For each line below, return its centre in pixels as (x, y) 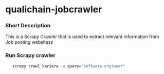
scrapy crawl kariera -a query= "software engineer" (69, 66)
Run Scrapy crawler (30, 55)
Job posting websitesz (29, 42)
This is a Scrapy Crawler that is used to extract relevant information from (82, 36)
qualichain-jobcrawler (54, 10)
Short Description (28, 26)
